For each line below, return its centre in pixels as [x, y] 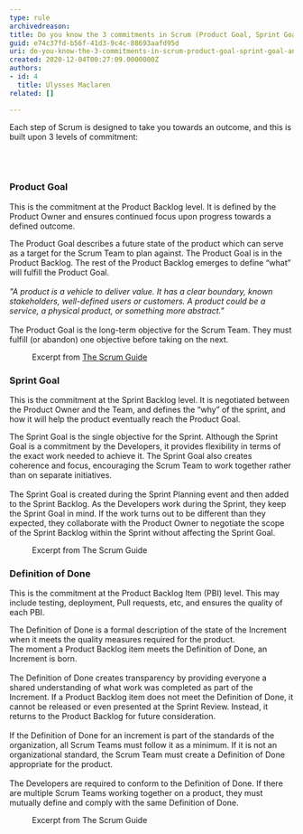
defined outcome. [42, 226]
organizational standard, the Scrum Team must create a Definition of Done [147, 754]
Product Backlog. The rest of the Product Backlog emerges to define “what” [150, 262]
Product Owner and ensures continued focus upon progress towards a [141, 216]
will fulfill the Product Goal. [60, 272]
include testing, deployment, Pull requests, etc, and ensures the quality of [146, 603]
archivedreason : [40, 26]
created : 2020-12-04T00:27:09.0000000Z [84, 60]
